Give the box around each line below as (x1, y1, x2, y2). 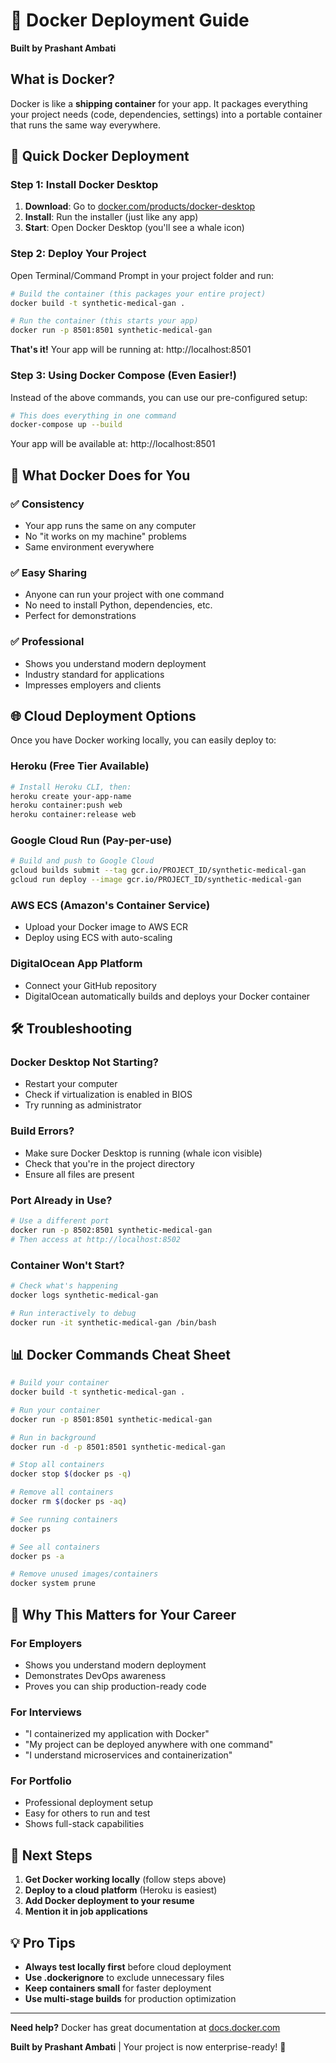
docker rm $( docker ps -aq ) (10, 1497, 128, 1507)
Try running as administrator (24, 1099, 142, 1111)
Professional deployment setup (24, 1797, 154, 1809)
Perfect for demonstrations (24, 610, 137, 622)
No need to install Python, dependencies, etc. (24, 599, 213, 611)
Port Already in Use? (10, 1193, 113, 1207)
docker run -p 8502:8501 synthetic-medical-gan (10, 1225, 213, 1235)
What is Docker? (10, 71, 116, 88)
